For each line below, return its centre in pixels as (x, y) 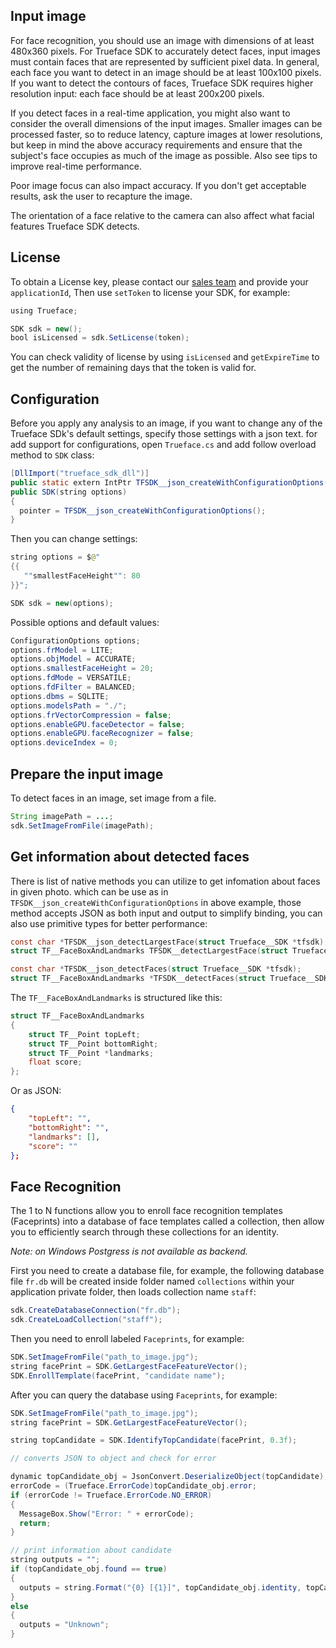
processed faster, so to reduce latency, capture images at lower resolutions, (166, 134)
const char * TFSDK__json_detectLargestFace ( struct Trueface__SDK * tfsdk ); (169, 942)
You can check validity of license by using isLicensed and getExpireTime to (165, 357)
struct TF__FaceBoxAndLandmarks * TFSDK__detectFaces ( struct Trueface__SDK (169, 979)
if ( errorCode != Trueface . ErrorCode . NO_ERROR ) (111, 1495)
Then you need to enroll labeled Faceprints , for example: (127, 1338)
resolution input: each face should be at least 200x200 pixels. (137, 93)
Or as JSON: (36, 1091)
